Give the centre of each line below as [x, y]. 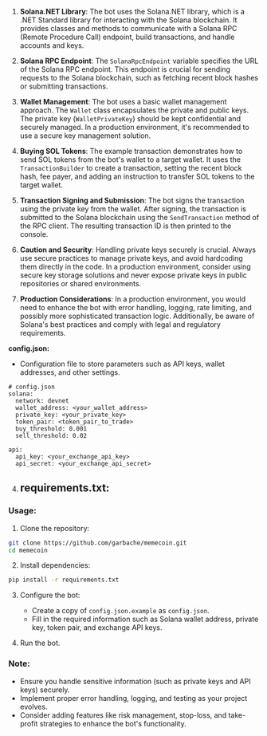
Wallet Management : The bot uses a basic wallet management [123, 102]
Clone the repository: [55, 528]
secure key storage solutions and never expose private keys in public [133, 275]
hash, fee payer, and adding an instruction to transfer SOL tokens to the [137, 176]
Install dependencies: [55, 565]
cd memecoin [28, 550]
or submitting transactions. [64, 86]
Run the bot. [40, 643]
